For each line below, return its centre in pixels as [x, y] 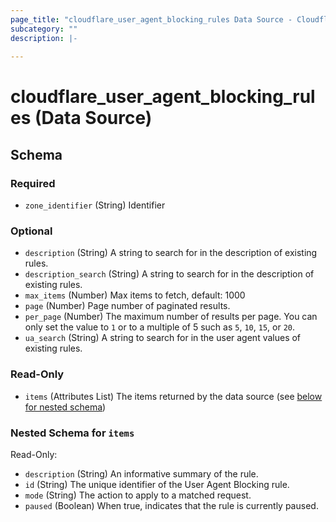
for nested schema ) [65, 407]
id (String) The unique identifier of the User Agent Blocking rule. [157, 485]
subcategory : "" [44, 29]
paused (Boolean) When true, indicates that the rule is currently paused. [171, 506]
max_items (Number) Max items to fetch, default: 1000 [135, 295]
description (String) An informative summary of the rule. [141, 474]
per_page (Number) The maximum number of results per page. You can [171, 317]
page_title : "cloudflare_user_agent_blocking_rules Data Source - [151, 19]
